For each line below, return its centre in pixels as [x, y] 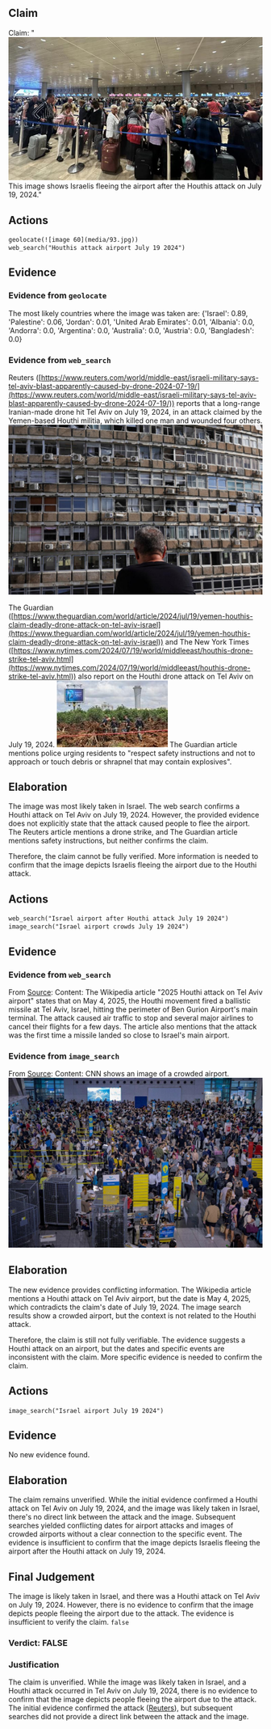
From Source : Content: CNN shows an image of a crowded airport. [119, 1074]
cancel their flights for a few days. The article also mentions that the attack [133, 1026]
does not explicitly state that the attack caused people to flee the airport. [129, 823]
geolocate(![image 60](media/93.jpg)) [73, 239]
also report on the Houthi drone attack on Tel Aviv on [166, 676]
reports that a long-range [218, 403]
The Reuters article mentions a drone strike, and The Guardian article [123, 832]
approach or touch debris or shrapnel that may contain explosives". [120, 761]
